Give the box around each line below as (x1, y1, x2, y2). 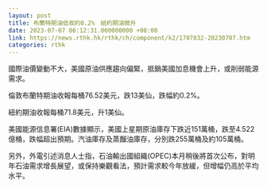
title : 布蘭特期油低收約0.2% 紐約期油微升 (8, 19, 137, 27)
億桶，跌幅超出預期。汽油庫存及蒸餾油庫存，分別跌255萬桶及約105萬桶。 (8, 134, 248, 144)
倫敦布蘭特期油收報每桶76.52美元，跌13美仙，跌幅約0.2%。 (8, 90, 204, 100)
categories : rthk (8, 41, 66, 49)
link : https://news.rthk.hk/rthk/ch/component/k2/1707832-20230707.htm (8, 33, 250, 42)
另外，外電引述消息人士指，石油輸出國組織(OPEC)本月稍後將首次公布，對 (8, 152, 249, 161)
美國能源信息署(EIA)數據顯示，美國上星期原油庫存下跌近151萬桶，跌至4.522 (8, 125, 255, 134)
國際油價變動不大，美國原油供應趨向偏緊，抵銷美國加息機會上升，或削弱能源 (8, 64, 259, 74)
